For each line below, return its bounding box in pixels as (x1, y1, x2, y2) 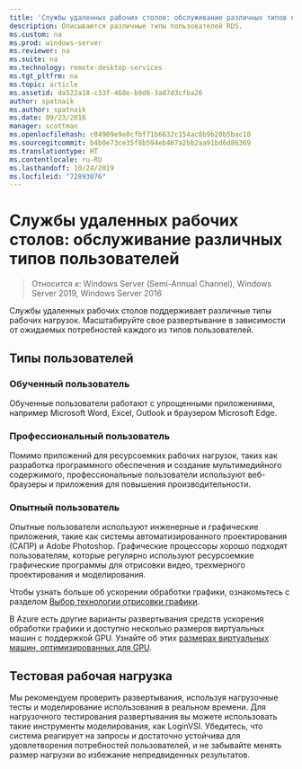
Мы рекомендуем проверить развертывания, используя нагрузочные (9, 693, 279, 703)
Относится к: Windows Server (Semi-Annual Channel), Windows (31, 278, 272, 289)
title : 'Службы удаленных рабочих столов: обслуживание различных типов (9, 13, 288, 22)
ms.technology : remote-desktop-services (9, 64, 164, 73)
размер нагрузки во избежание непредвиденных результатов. (9, 749, 250, 760)
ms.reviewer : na (9, 47, 70, 56)
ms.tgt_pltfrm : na (9, 72, 78, 81)
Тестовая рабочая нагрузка (9, 668, 173, 684)
